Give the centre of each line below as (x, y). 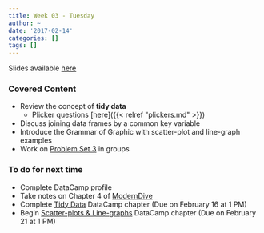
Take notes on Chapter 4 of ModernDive (86, 195)
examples (36, 140)
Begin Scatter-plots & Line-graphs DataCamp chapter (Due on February (138, 212)
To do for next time (46, 170)
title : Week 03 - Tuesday (51, 16)
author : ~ (25, 23)
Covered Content (42, 89)
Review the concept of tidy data (73, 106)
